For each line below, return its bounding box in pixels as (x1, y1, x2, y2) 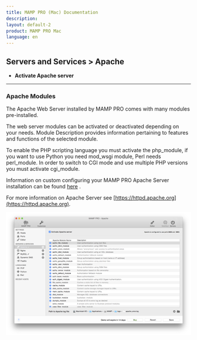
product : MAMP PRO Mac (6, 28, 62, 34)
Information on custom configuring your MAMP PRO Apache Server (6, 177, 169, 184)
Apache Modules (6, 92, 56, 100)
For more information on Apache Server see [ (6, 194, 116, 201)
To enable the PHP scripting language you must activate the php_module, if (6, 147, 188, 154)
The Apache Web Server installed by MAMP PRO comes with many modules (6, 105, 191, 112)
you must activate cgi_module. (6, 166, 80, 173)
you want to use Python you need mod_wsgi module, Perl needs (6, 153, 161, 160)
